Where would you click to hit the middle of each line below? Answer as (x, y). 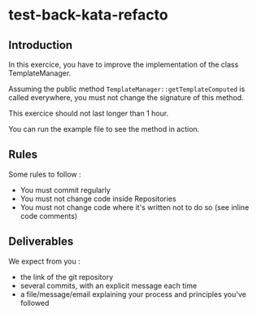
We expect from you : (44, 261)
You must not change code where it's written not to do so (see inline (135, 207)
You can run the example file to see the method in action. (104, 129)
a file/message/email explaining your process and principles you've (133, 294)
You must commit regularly (65, 190)
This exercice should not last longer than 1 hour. (89, 113)
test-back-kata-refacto (88, 15)
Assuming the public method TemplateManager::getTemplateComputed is (127, 89)
